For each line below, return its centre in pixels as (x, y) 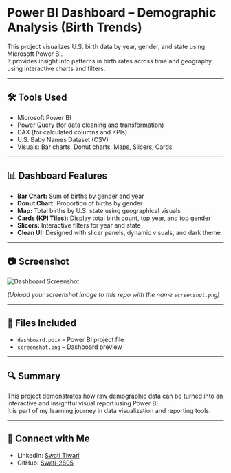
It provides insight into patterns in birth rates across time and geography (109, 61)
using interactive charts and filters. (56, 68)
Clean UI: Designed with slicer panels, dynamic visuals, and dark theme (119, 232)
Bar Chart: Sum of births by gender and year (80, 196)
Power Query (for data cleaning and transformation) (90, 125)
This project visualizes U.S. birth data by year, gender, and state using (106, 46)
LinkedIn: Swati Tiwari (48, 455)
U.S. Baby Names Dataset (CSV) (63, 139)
